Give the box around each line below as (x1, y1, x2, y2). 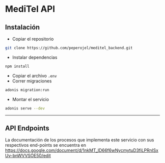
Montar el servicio (12, 96, 49, 102)
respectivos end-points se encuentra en (5, 142, 86, 148)
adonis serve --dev (5, 106, 45, 111)
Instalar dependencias (12, 54, 57, 60)
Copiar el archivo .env (12, 73, 57, 79)
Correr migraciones (12, 78, 52, 84)
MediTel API (5, 3, 55, 15)
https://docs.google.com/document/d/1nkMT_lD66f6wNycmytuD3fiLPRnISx (5, 147, 159, 153)
